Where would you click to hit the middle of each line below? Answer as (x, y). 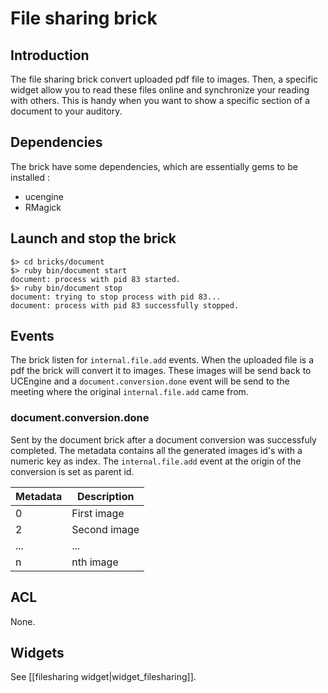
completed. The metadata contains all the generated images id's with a (156, 450)
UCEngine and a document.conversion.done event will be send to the (150, 381)
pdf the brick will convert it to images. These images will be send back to (161, 371)
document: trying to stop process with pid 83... (116, 297)
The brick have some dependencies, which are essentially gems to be (154, 166)
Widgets (37, 652)
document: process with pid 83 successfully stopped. (125, 305)
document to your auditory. (66, 111)
